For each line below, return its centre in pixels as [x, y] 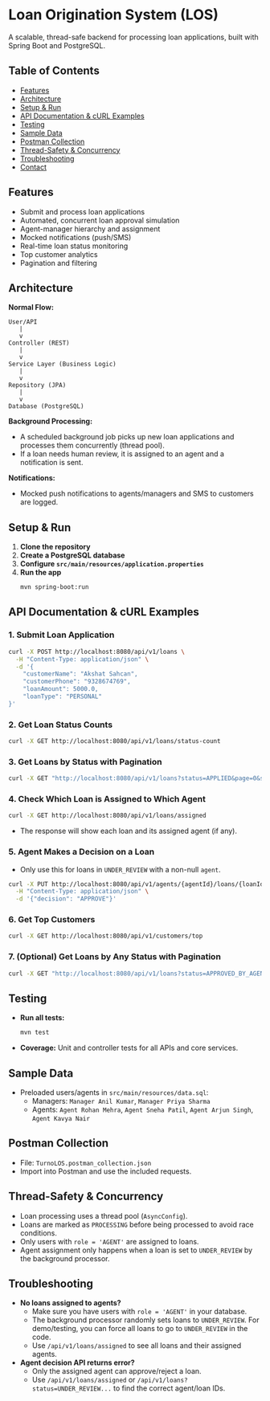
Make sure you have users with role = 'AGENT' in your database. [139, 1312]
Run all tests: [42, 1018]
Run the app [41, 573]
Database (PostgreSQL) [46, 406]
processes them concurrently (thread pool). [92, 445]
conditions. [39, 1233]
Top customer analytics [59, 254]
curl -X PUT [28, 884]
